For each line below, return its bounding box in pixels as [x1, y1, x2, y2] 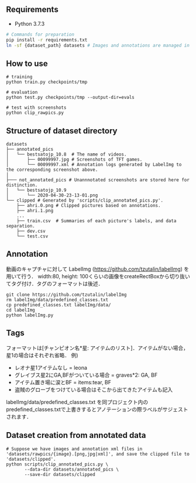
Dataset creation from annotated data [6, 430, 146, 440]
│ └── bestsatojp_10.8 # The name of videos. [6, 151, 127, 157]
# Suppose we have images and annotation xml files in [6, 446, 143, 452]
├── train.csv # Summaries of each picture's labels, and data [16, 218, 177, 224]
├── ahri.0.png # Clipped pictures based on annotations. [16, 203, 161, 209]
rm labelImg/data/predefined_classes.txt [6, 296, 109, 303]
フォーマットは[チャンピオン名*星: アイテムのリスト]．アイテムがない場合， [6, 344, 189, 351]
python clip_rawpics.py [6, 110, 64, 116]
